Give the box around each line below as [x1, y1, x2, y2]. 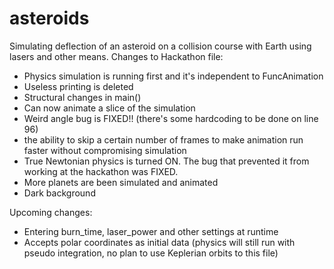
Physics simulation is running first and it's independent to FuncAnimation [23, 70, 324, 82]
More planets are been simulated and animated [23, 176, 219, 188]
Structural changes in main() [23, 91, 142, 103]
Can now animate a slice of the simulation [23, 102, 196, 114]
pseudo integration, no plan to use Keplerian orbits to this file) [23, 247, 279, 259]
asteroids [9, 7, 90, 30]
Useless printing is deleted [23, 80, 134, 92]
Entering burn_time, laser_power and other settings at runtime [23, 225, 279, 237]
